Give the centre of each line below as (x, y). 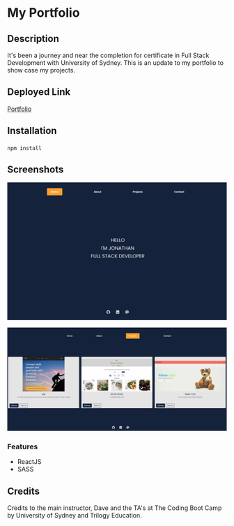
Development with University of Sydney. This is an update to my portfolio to (116, 63)
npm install (24, 148)
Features (23, 446)
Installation (32, 131)
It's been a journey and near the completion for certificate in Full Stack (108, 55)
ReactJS (29, 462)
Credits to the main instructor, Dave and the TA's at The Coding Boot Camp (115, 508)
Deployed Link (39, 92)
